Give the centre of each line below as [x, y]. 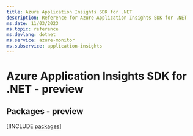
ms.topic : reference [33, 29]
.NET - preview [45, 89]
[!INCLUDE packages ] [34, 126]
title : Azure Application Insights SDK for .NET [69, 12]
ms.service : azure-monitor [41, 40]
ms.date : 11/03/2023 [33, 23]
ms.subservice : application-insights [54, 46]
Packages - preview [45, 111]
